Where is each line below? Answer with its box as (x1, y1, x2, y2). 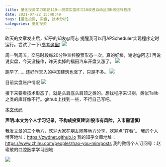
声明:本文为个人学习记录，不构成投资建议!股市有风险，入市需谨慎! (5, 117, 141, 123)
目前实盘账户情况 (5, 80, 40, 85)
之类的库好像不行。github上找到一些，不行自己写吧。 (5, 96, 114, 102)
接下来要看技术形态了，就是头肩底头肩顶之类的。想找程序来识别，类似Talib (5, 90, 159, 96)
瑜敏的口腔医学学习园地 (5, 147, 53, 153)
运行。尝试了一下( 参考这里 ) (5, 42, 61, 48)
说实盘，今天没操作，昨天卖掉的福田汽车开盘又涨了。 (5, 58, 114, 65)
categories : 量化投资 (5, 21, 47, 26)
